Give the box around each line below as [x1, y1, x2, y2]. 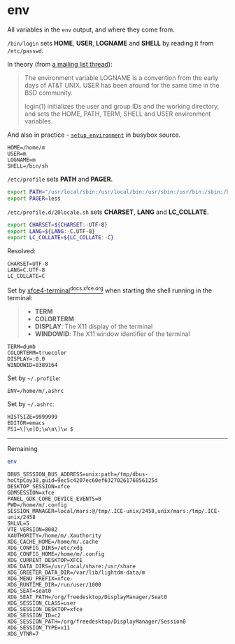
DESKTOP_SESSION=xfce [7, 483, 71, 490]
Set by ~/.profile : [7, 374, 61, 382]
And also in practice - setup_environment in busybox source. [7, 130, 181, 139]
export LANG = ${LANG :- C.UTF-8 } [7, 227, 96, 235]
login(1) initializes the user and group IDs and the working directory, [24, 102, 220, 110]
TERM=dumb [7, 343, 36, 350]
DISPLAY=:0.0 [7, 355, 45, 363]
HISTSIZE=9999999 [7, 413, 58, 420]
